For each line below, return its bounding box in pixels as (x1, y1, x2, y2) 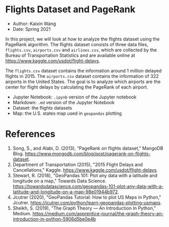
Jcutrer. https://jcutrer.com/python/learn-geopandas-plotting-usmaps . (12, 199, 162, 205)
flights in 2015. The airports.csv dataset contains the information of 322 (5, 73, 159, 79)
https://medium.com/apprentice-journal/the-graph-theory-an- (32, 210, 164, 216)
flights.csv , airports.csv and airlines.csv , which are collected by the (5, 47, 157, 53)
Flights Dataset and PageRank (5, 4, 136, 15)
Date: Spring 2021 (12, 26, 51, 32)
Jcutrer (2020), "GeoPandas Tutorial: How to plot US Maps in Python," (12, 194, 161, 200)
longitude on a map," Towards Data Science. (12, 178, 107, 184)
